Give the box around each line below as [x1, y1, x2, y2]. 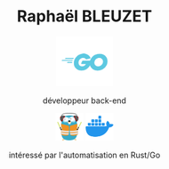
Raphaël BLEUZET [16, 6, 153, 27]
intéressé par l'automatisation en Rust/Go [8, 149, 161, 160]
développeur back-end [43, 95, 126, 106]
